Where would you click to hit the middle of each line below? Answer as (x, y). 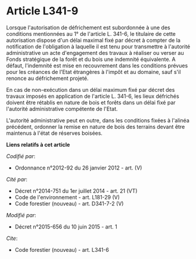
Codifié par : (21, 156)
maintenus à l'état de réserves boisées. (55, 133)
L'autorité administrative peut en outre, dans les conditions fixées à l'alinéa (98, 120)
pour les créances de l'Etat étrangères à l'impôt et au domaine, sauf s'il (94, 72)
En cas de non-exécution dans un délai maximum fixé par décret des (91, 90)
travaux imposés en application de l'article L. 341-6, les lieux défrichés (93, 96)
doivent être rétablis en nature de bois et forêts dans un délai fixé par (91, 102)
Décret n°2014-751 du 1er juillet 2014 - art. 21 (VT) (76, 191)
